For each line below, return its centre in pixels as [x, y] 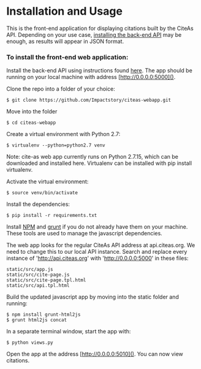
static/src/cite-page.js [38, 275]
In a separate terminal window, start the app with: [69, 332]
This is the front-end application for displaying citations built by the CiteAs [100, 28]
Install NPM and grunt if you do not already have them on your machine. [97, 227]
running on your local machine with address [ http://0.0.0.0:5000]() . [91, 77]
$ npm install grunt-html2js [44, 315]
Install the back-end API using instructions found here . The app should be [100, 70]
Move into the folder [32, 112]
